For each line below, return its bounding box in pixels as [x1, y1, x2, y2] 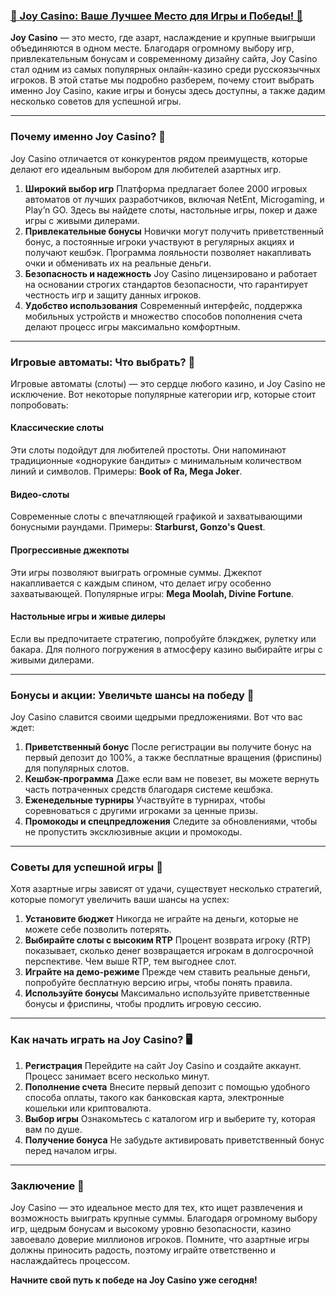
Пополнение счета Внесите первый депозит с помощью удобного [24, 1080, 311, 1093]
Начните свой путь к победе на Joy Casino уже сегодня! [10, 1274, 258, 1286]
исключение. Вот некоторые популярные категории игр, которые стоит [10, 388, 317, 400]
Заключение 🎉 [10, 1179, 85, 1193]
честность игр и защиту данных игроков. [24, 289, 202, 301]
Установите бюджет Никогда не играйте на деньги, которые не [24, 913, 299, 925]
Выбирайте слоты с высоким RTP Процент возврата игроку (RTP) [24, 934, 312, 946]
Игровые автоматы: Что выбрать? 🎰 [10, 355, 196, 369]
